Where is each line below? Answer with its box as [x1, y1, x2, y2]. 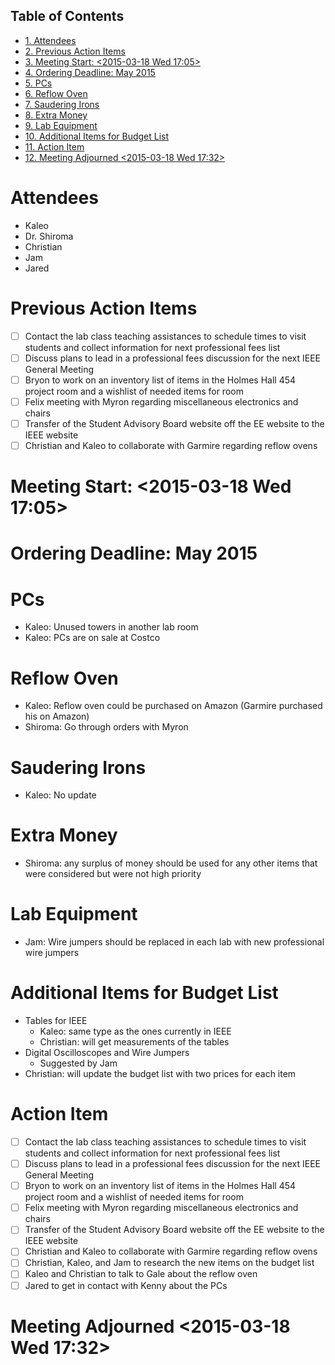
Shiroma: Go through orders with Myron [24, 721, 189, 733]
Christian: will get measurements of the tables [39, 1036, 230, 1048]
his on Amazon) [24, 710, 90, 723]
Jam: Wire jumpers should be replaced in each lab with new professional [24, 936, 325, 948]
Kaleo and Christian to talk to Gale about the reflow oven [24, 1268, 258, 1280]
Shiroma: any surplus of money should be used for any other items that [24, 857, 318, 869]
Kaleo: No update [24, 789, 97, 801]
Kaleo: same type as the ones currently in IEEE [39, 1025, 232, 1038]
